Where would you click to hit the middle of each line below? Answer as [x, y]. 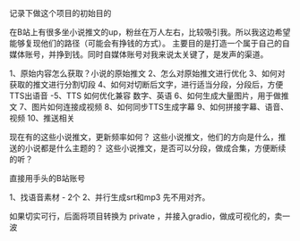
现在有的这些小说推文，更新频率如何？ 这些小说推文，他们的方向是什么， [144, 137]
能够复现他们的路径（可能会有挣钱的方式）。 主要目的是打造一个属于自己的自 [150, 43]
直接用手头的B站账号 [47, 178]
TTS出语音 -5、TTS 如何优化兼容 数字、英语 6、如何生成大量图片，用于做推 [149, 96]
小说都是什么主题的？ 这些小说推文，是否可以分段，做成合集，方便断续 [155, 148]
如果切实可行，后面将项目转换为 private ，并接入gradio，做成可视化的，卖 [146, 216]
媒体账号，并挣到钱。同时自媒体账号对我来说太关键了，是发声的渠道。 [139, 54]
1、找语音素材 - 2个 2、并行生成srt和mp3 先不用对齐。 [110, 197]
